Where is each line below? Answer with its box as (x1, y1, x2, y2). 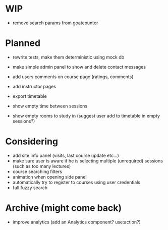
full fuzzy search (12, 185, 48, 191)
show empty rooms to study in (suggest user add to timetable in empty (12, 112, 160, 119)
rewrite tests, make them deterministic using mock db (12, 54, 125, 60)
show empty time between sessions (12, 103, 88, 109)
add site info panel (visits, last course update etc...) (12, 152, 120, 158)
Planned (5, 37, 41, 49)
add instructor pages (12, 83, 57, 89)
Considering (5, 136, 59, 147)
